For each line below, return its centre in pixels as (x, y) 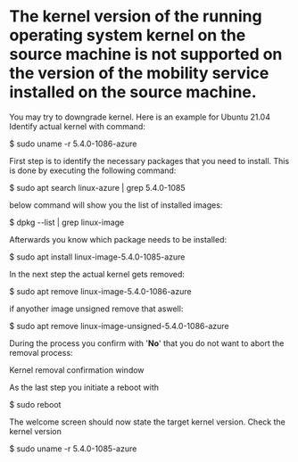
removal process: (41, 352)
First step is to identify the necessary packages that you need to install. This (149, 161)
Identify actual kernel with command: (77, 126)
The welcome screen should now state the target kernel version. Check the (147, 422)
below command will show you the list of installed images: (116, 205)
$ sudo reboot (35, 404)
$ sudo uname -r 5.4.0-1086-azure (73, 144)
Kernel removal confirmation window (77, 370)
